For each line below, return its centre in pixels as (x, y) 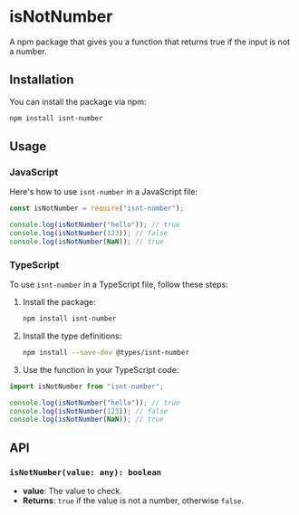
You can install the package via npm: (78, 101)
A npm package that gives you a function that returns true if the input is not (150, 42)
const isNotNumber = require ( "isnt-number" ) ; (96, 209)
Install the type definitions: (72, 336)
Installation (42, 80)
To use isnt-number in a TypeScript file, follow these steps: (119, 285)
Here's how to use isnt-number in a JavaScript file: (103, 192)
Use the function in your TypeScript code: (101, 369)
